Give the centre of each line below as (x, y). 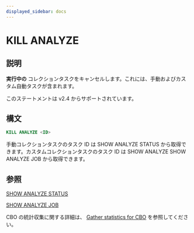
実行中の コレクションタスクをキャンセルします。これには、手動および (91, 78)
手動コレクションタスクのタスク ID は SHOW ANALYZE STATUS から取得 (94, 145)
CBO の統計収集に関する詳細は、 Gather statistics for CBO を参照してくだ (95, 217)
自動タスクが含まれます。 (47, 86)
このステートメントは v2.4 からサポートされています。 (72, 98)
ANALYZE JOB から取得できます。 (47, 159)
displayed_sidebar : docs (36, 11)
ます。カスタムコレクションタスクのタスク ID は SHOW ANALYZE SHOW (98, 152)
